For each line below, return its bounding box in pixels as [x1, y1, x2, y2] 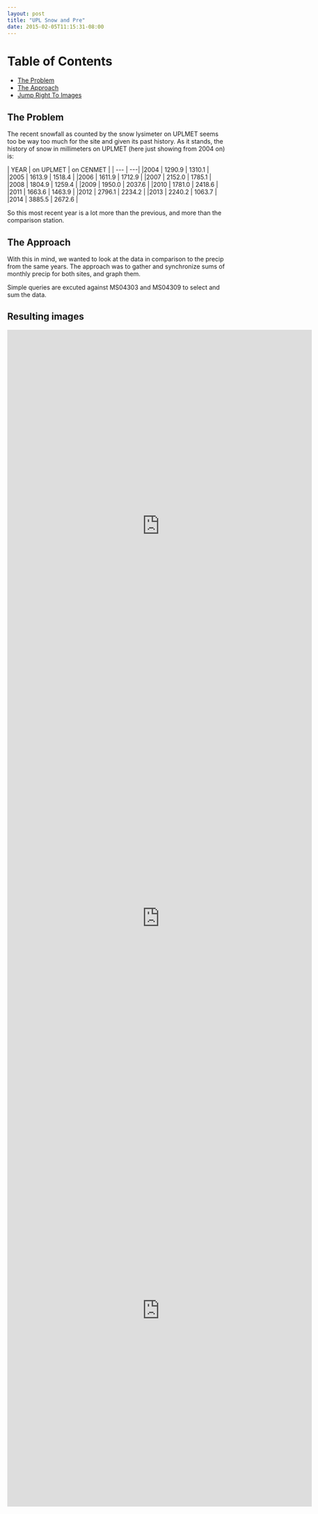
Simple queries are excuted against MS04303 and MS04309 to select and [7, 283, 221, 292]
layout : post [7, 10, 45, 17]
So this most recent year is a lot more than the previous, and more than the [7, 209, 222, 217]
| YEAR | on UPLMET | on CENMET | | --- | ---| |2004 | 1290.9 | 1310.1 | [7, 165, 209, 174]
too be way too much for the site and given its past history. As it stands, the [7, 137, 224, 146]
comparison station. [7, 216, 65, 225]
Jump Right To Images [17, 91, 82, 100]
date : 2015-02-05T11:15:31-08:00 [7, 23, 104, 30]
